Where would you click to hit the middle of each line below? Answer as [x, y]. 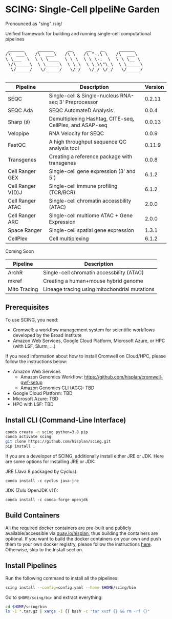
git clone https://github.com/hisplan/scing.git [58, 442]
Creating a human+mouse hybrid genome [93, 281]
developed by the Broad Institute [47, 335]
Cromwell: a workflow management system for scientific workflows [84, 330]
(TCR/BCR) [62, 192]
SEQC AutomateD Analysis [81, 110]
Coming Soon [20, 251]
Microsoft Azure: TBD [36, 398]
